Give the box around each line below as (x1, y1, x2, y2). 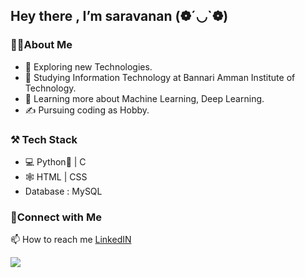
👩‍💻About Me (10, 38, 73, 52)
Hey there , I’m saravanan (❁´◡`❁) (10, 8, 229, 25)
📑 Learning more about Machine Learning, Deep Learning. (24, 92, 265, 104)
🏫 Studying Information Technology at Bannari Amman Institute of (24, 71, 296, 83)
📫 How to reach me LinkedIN (10, 234, 132, 246)
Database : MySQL (24, 185, 103, 197)
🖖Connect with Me (10, 210, 102, 224)
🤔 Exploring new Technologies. (24, 60, 153, 73)
